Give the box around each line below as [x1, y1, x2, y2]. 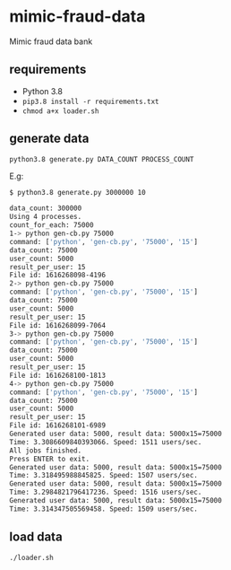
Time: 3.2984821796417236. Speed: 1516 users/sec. [9, 487, 202, 497]
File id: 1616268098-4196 [9, 271, 106, 280]
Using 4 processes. [9, 213, 82, 222]
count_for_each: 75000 [9, 221, 94, 230]
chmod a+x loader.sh [21, 106, 99, 116]
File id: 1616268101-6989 [9, 421, 106, 430]
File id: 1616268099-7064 [9, 320, 106, 329]
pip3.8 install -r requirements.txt [21, 97, 159, 106]
